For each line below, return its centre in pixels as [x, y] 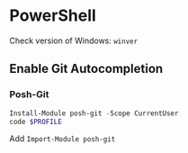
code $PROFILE [36, 121]
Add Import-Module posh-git [63, 139]
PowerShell [53, 16]
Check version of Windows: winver [74, 40]
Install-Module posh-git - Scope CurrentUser [94, 113]
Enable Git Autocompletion [86, 69]
